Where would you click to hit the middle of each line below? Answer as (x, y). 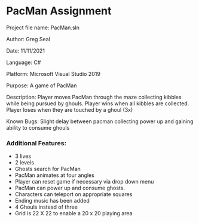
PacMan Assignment (59, 11)
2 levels (25, 163)
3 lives (23, 156)
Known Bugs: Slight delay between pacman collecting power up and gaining (100, 121)
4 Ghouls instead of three (46, 207)
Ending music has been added (52, 201)
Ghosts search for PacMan (48, 169)
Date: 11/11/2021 (26, 51)
